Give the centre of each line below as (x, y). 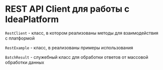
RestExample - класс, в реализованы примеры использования (69, 47)
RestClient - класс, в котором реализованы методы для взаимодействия (82, 33)
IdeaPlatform (32, 19)
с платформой (20, 38)
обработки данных (25, 62)
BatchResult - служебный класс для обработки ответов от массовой (77, 57)
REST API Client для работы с (67, 9)
